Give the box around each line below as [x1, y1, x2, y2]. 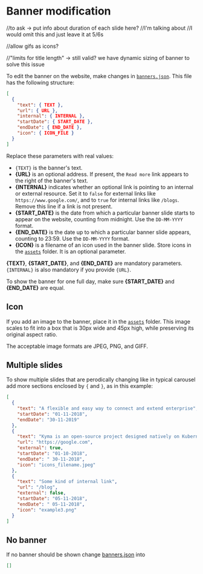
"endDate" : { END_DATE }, [17, 124, 83, 131]
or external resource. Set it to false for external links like [14, 190, 156, 197]
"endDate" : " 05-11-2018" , [17, 501, 85, 507]
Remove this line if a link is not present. [14, 202, 113, 210]
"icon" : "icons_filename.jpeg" [17, 462, 96, 468]
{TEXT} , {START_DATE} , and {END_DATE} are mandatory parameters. [6, 259, 182, 267]
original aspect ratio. [6, 330, 57, 338]
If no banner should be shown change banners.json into [6, 551, 146, 558]
